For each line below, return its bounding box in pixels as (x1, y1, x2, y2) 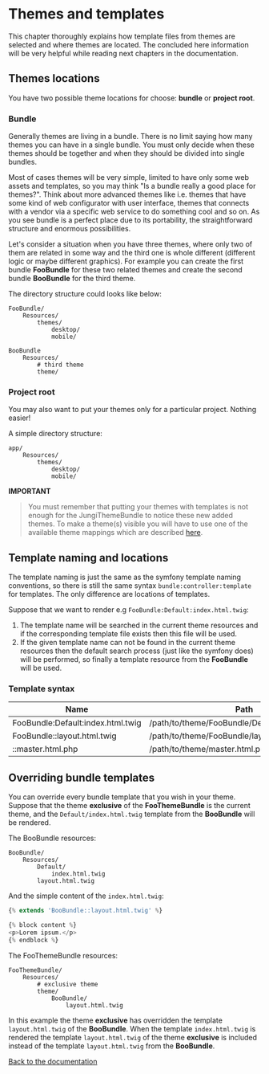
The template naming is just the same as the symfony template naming (8, 572, 242, 582)
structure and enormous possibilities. (8, 224, 131, 234)
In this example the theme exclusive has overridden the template (8, 1015, 223, 1025)
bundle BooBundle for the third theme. (8, 274, 136, 284)
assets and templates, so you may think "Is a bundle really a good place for (8, 182, 256, 191)
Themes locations (8, 71, 100, 85)
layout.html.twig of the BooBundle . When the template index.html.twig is (8, 1023, 256, 1033)
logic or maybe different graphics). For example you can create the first (8, 256, 244, 266)
